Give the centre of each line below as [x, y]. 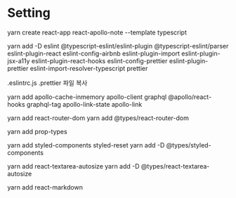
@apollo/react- [190, 97]
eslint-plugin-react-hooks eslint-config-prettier [99, 60]
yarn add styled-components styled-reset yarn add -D [86, 145]
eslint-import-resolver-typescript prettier [89, 68]
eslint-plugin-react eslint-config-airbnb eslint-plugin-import [94, 53]
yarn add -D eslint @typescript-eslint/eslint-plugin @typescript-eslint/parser [118, 46]
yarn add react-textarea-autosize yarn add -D [73, 166]
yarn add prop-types [38, 131]
